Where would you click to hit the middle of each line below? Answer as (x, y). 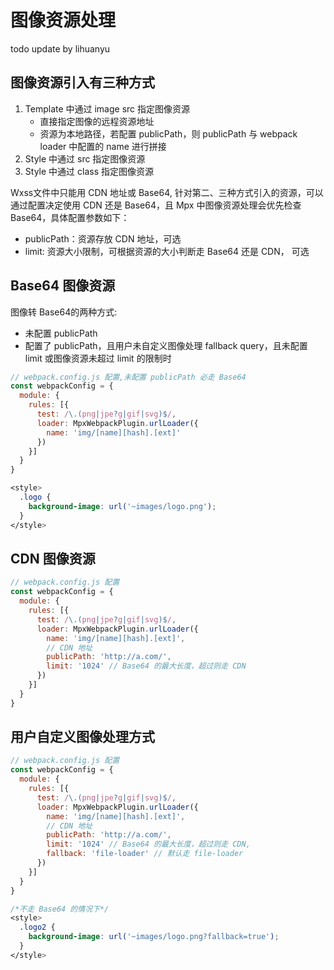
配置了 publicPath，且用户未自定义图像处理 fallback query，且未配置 (166, 345)
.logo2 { (37, 927)
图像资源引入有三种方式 (82, 82)
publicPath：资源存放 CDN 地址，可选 (103, 238)
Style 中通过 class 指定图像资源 (89, 171)
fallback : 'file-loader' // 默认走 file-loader (145, 854)
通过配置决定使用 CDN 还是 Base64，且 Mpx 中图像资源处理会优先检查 (156, 205)
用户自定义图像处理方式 (82, 737)
